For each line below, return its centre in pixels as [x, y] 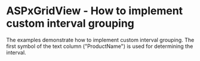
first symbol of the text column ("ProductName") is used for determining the [100, 46]
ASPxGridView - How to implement [95, 11]
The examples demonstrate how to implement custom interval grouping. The [100, 40]
